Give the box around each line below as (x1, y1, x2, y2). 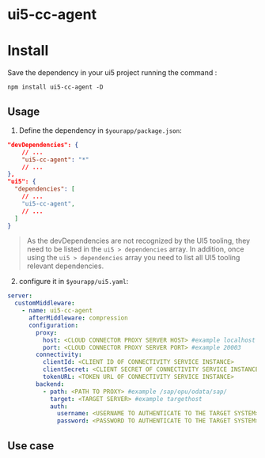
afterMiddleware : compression (28, 314, 128, 322)
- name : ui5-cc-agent (21, 307, 93, 315)
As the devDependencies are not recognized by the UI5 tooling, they (26, 236, 251, 246)
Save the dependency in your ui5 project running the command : (7, 68, 218, 78)
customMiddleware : (14, 299, 76, 308)
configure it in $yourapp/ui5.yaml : (18, 277, 129, 286)
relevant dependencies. (26, 261, 104, 271)
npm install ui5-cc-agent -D (7, 83, 104, 92)
